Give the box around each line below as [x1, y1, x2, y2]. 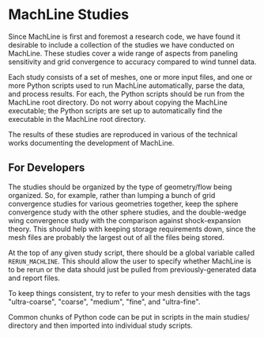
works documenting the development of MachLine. [8, 138, 175, 147]
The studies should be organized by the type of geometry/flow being [8, 182, 232, 192]
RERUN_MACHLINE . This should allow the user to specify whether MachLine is [8, 256, 251, 266]
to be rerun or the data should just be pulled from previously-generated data [8, 264, 257, 274]
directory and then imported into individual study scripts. [8, 321, 194, 330]
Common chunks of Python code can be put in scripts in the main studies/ [8, 312, 251, 321]
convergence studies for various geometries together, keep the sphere [8, 199, 239, 208]
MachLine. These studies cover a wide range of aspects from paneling [8, 48, 239, 58]
